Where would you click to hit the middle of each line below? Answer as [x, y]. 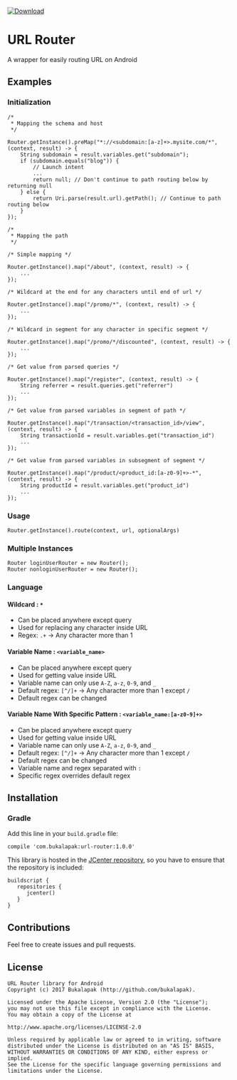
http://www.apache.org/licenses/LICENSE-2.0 [74, 1027]
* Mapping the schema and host [57, 123]
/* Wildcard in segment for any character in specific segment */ [108, 329]
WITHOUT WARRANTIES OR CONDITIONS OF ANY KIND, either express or [108, 1052]
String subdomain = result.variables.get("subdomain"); [105, 154]
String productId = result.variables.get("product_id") [105, 485]
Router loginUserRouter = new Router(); [68, 564]
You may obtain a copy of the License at [70, 1015]
